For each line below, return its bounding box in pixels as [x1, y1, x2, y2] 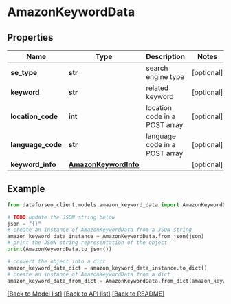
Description [145, 52, 186, 61]
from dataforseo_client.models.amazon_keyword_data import [7, 201, 180, 208]
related [145, 83, 169, 93]
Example [7, 183, 45, 195]
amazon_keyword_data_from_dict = [7, 277, 103, 284]
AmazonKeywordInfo [68, 160, 140, 169]
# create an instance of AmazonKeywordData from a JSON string [7, 226, 192, 234]
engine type [145, 72, 185, 81]
